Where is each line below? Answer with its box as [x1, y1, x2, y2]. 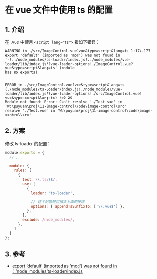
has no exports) [5, 70, 38, 75]
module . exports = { [5, 150, 45, 155]
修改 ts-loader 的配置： [5, 140, 51, 146]
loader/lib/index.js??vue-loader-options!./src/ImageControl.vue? [5, 91, 142, 96]
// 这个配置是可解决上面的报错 [31, 199, 85, 204]
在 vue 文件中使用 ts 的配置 [5, 4, 113, 16]
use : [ [22, 181, 36, 187]
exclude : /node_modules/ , [22, 217, 75, 222]
